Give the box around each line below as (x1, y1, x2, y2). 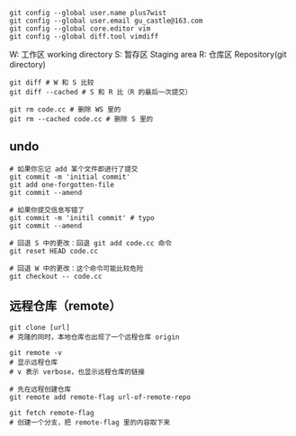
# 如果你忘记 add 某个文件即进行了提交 (9, 165, 139, 174)
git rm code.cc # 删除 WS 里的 (9, 105, 121, 114)
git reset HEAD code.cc (9, 246, 99, 255)
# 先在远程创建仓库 (9, 385, 72, 394)
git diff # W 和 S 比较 (9, 78, 94, 87)
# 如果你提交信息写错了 (9, 205, 85, 215)
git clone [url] (9, 323, 70, 332)
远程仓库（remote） (9, 298, 121, 314)
